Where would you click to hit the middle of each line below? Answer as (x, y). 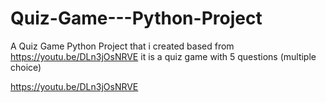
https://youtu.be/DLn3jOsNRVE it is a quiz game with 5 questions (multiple (163, 56)
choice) (26, 67)
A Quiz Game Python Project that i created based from (122, 46)
